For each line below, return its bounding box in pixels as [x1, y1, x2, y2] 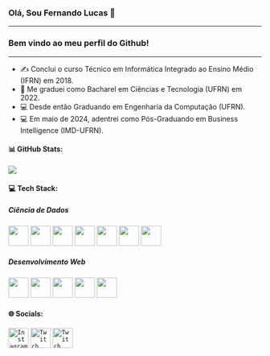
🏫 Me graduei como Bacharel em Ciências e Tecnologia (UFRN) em [19, 84, 243, 93]
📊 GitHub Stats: [8, 144, 63, 154]
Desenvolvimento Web [8, 257, 86, 267]
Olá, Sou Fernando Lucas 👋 [8, 7, 116, 19]
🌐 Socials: [8, 308, 43, 318]
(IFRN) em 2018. [19, 76, 74, 85]
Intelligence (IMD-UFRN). [19, 125, 104, 135]
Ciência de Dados [8, 205, 69, 214]
